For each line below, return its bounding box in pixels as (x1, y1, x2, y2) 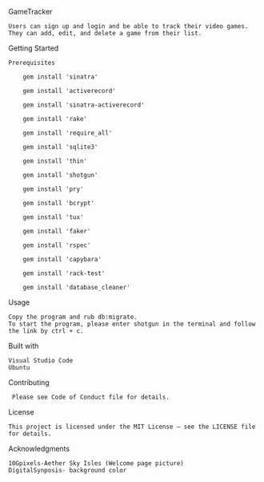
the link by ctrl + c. (8, 327, 84, 335)
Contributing (8, 378, 50, 387)
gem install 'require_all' (22, 129, 113, 137)
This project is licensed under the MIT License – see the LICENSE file (8, 423, 256, 431)
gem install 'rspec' (22, 241, 91, 249)
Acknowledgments (8, 444, 70, 453)
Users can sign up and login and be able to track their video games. (8, 22, 249, 30)
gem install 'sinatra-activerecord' (22, 101, 146, 109)
